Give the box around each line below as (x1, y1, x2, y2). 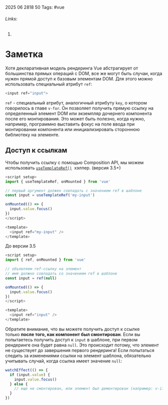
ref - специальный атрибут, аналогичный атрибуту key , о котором (5, 100, 147, 106)
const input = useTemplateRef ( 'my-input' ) (5, 192, 95, 198)
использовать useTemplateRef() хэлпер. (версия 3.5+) (5, 164, 121, 170)
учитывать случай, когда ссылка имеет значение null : (5, 357, 122, 364)
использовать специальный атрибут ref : (5, 81, 92, 87)
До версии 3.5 (5, 243, 36, 249)
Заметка (5, 48, 43, 60)
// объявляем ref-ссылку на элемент (5, 266, 81, 271)
